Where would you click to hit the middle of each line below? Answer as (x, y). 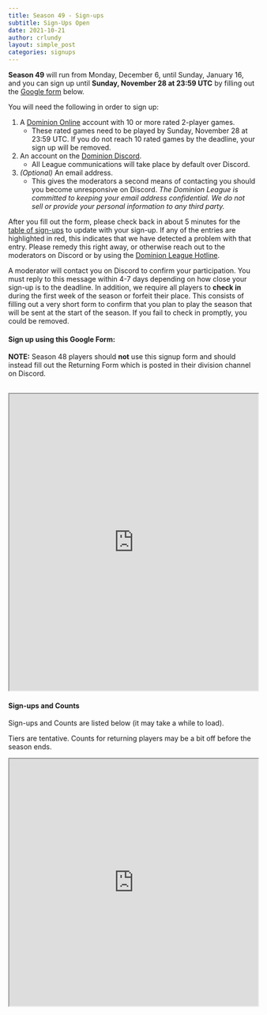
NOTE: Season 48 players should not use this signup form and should (122, 357)
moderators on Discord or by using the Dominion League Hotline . (114, 255)
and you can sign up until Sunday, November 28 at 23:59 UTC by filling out (132, 83)
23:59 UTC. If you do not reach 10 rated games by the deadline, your (143, 139)
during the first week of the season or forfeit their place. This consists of (126, 296)
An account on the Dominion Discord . (81, 156)
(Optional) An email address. (66, 172)
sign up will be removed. (71, 148)
